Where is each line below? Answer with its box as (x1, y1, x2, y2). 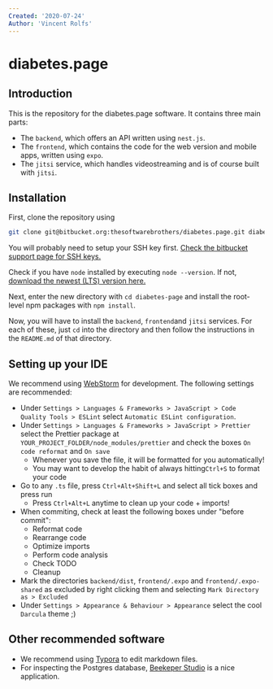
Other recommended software (8, 632, 165, 647)
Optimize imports (32, 542, 91, 551)
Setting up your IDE (8, 357, 108, 371)
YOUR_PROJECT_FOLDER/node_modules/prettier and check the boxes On (19, 438, 251, 447)
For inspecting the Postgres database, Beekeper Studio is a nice (19, 662, 236, 672)
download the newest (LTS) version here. (8, 276, 146, 286)
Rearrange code (32, 533, 87, 542)
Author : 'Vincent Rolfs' (8, 20, 93, 28)
